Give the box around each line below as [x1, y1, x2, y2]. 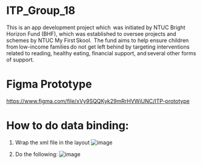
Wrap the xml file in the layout [15, 138, 90, 146]
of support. [6, 56, 35, 63]
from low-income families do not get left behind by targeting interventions [6, 43, 190, 50]
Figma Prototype [6, 77, 92, 91]
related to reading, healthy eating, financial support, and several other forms [6, 49, 197, 56]
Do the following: [15, 150, 58, 158]
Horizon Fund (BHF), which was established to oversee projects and [6, 30, 177, 37]
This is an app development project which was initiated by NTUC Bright [6, 24, 186, 31]
